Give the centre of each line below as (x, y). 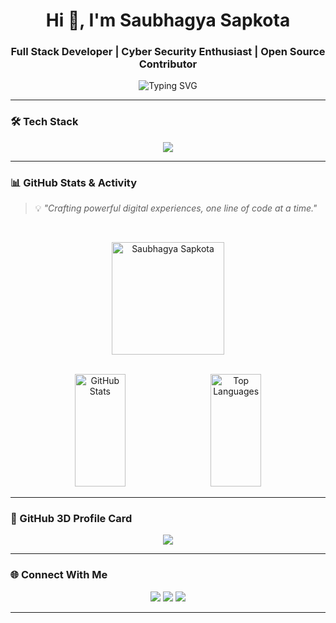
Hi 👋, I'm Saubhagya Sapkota (168, 20)
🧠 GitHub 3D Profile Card (71, 518)
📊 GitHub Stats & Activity (74, 182)
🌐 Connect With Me (59, 575)
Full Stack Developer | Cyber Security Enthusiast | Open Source (168, 52)
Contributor (168, 64)
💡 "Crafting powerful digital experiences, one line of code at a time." (176, 208)
